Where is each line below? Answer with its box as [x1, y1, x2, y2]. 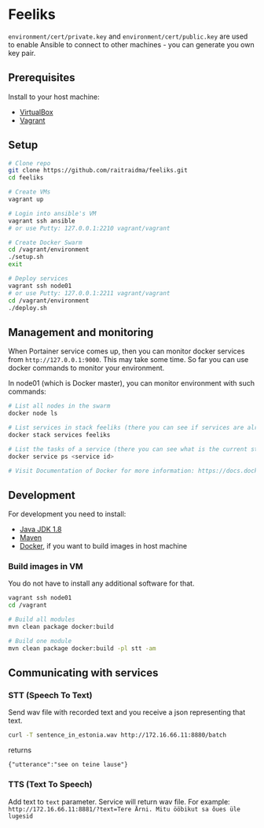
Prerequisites [8, 71, 75, 84]
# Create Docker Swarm [8, 238, 82, 246]
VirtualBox [19, 107, 53, 116]
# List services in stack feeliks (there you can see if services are [8, 423, 244, 431]
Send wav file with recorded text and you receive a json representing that [8, 708, 246, 717]
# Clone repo [8, 159, 51, 167]
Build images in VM [8, 561, 83, 572]
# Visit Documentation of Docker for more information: [8, 467, 195, 475]
